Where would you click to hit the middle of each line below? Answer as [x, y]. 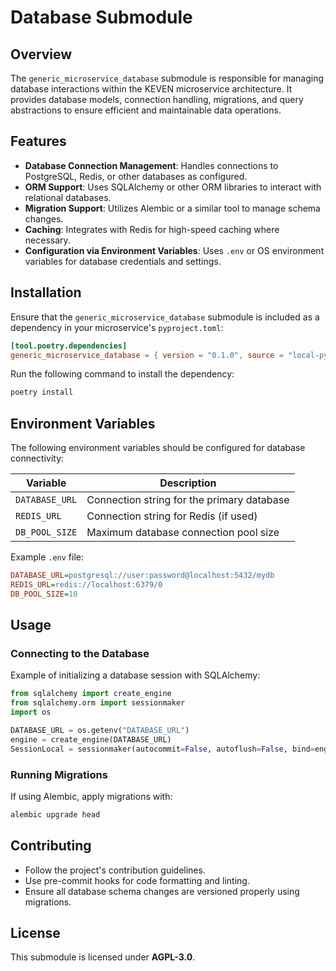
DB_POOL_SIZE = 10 [44, 594]
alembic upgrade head [55, 814]
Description [188, 483]
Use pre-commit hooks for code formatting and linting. [137, 880]
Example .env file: [47, 557]
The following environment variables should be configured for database [158, 448]
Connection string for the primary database [188, 500]
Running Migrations [59, 774]
